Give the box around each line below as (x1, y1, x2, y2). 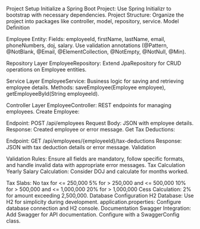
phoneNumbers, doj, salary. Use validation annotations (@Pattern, (6, 42, 168, 49)
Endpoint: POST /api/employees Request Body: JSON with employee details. (6, 120, 194, 127)
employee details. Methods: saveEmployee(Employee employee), (6, 84, 166, 91)
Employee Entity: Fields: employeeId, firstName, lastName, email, (6, 36, 165, 42)
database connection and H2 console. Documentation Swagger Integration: (6, 205, 192, 212)
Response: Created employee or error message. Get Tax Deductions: (6, 126, 176, 133)
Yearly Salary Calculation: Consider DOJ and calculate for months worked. (6, 168, 189, 175)
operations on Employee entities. (6, 66, 87, 73)
